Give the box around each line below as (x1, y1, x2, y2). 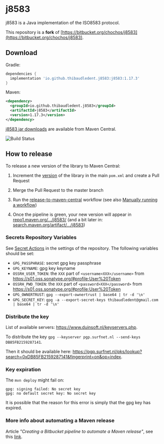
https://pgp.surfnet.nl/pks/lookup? (72, 349, 142, 355)
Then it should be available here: (5, 349, 72, 355)
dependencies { (5, 71, 37, 76)
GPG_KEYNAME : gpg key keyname (12, 265, 76, 271)
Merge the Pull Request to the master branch (12, 187, 104, 193)
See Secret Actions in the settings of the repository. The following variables (5, 245, 159, 251)
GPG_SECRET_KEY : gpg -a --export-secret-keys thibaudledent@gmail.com (12, 296, 159, 302)
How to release (5, 150, 53, 158)
